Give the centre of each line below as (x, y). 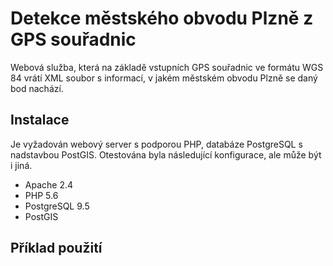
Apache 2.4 (49, 184)
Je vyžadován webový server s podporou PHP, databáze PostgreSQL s (156, 144)
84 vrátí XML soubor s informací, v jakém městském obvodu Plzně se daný (164, 78)
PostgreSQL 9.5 (57, 206)
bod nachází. (37, 88)
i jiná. (21, 165)
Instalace (40, 120)
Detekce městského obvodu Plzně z (162, 18)
